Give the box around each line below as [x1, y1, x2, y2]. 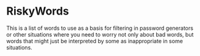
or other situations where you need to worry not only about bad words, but [6, 30, 194, 38]
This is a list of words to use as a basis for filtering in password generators [6, 24, 194, 32]
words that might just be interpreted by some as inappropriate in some [6, 37, 183, 44]
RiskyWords [6, 4, 69, 18]
